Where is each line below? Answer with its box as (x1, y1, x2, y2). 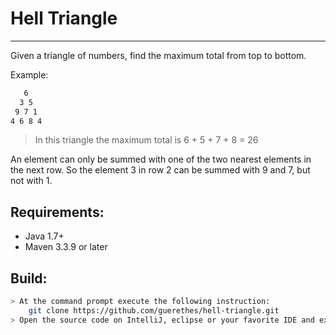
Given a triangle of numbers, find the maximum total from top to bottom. (10, 49, 307, 61)
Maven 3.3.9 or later (24, 241, 108, 253)
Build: (10, 270, 48, 287)
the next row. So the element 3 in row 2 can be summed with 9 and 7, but (10, 164, 311, 176)
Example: (10, 68, 49, 81)
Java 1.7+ (24, 230, 65, 242)
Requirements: (10, 203, 105, 221)
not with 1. (10, 175, 53, 187)
